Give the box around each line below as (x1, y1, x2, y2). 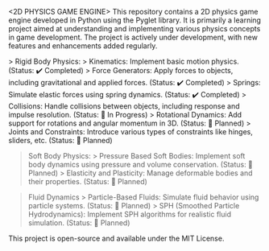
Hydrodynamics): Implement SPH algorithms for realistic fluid (27, 209, 232, 219)
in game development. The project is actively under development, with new (8, 32, 258, 42)
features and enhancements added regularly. (8, 41, 158, 51)
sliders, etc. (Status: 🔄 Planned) (8, 136, 113, 145)
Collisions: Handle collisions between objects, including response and (8, 101, 240, 111)
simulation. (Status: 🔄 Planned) (27, 218, 130, 228)
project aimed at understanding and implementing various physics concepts (8, 24, 261, 33)
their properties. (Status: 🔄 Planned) (27, 177, 147, 186)
